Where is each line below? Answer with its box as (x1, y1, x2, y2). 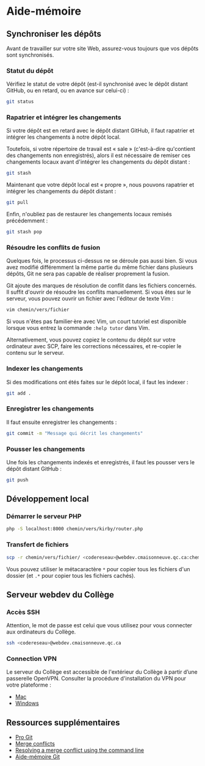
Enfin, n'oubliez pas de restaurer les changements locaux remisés (6, 211, 172, 218)
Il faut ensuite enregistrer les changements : (6, 418, 117, 426)
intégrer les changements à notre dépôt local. (6, 133, 121, 141)
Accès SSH (6, 608, 40, 616)
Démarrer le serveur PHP (6, 512, 82, 520)
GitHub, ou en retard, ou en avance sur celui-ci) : (6, 87, 129, 94)
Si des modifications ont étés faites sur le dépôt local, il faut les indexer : (6, 378, 189, 385)
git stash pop (6, 229, 43, 235)
